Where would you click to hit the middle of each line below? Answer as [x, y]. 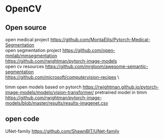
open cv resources [25, 66]
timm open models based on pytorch [43, 87]
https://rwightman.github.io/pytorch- [121, 87]
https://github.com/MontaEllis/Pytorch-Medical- [100, 39]
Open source [26, 28]
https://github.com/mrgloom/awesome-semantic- [97, 66]
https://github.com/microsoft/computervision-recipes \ [62, 77]
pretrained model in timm [121, 92]
